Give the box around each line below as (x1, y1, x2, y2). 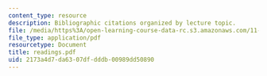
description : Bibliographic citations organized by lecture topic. (8, 19, 237, 27)
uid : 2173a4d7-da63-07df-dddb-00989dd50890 (8, 56, 155, 64)
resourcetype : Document (8, 41, 87, 49)
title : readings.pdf (8, 48, 77, 56)
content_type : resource (8, 11, 87, 20)
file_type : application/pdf (8, 33, 102, 42)
